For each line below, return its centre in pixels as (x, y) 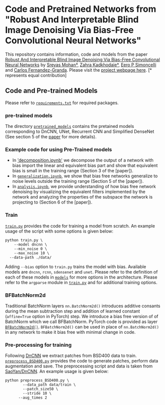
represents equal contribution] (36, 75)
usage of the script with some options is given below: (59, 231)
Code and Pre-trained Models (51, 91)
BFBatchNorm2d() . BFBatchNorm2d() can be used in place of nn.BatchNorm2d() (82, 326)
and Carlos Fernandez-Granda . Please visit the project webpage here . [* (79, 70)
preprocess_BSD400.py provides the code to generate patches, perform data (82, 361)
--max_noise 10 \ (32, 253)
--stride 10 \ (37, 394)
